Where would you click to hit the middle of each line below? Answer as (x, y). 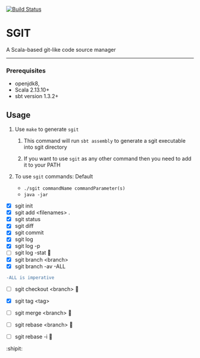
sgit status (27, 219)
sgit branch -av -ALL (40, 266)
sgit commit (29, 233)
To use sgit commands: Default (54, 177)
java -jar (36, 195)
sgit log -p (27, 246)
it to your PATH (42, 165)
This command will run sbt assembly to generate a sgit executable (104, 141)
